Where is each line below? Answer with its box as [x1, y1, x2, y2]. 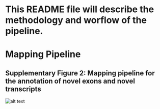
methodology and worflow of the [5, 14, 147, 26]
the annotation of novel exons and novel [5, 76, 135, 85]
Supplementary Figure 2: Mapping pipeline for [5, 69, 155, 77]
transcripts [5, 85, 42, 93]
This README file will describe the [5, 4, 154, 15]
